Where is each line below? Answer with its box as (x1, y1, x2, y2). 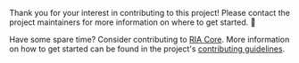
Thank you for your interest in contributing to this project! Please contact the (9, 8, 290, 18)
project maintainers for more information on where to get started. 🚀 (9, 17, 256, 28)
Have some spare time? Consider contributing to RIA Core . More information (9, 35, 290, 44)
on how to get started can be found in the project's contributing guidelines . (9, 43, 286, 54)
